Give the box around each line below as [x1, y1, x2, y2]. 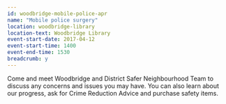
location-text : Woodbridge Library [7, 29, 111, 37]
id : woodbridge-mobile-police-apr [7, 10, 108, 17]
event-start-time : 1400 [7, 42, 77, 49]
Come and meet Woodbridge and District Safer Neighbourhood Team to [7, 74, 214, 83]
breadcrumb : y [7, 55, 49, 62]
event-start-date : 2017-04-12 [7, 36, 96, 43]
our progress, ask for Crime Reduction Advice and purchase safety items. [7, 89, 218, 97]
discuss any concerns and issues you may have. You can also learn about [7, 81, 220, 90]
